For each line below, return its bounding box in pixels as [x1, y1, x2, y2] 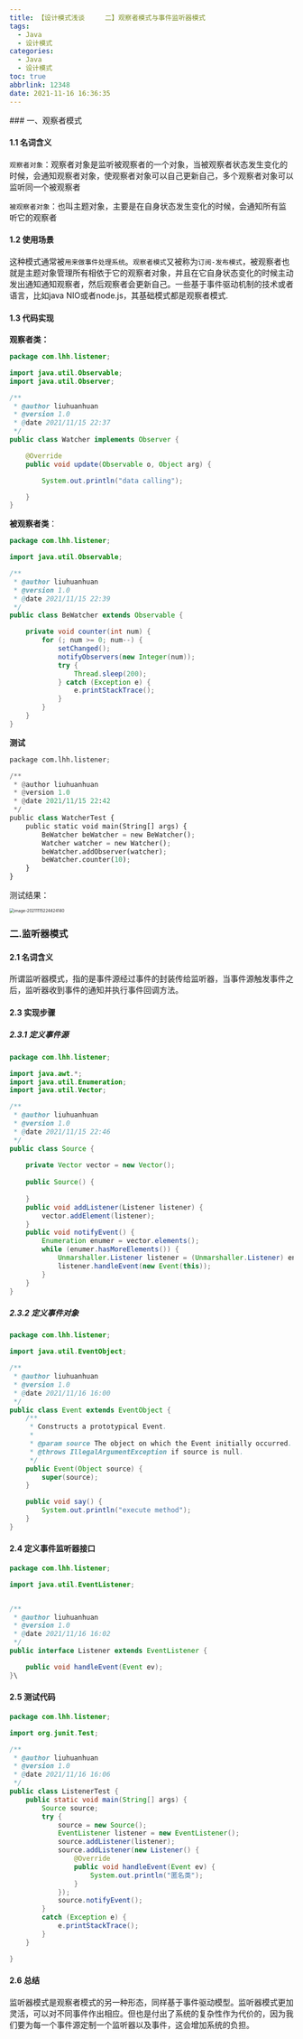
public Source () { [25, 1178, 95, 1187]
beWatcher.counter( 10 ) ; [41, 856, 131, 865]
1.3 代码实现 [9, 313, 54, 323]
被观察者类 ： [9, 519, 57, 529]
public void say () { [25, 1497, 103, 1507]
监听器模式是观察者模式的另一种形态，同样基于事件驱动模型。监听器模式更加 [9, 1997, 294, 2007]
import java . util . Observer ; [9, 377, 115, 386]
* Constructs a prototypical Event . [29, 1422, 168, 1432]
